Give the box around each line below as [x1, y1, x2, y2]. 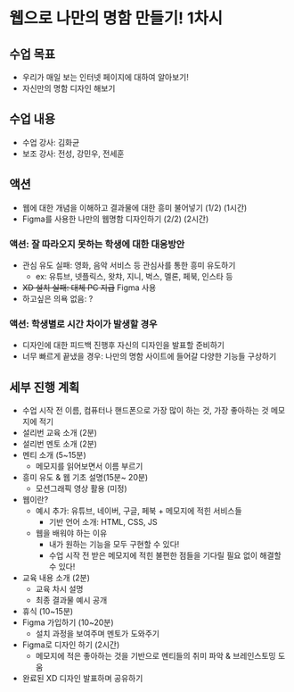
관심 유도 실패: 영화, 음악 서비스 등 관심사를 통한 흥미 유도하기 [21, 260, 236, 271]
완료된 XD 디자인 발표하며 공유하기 [21, 673, 143, 684]
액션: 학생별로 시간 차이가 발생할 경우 [9, 318, 158, 330]
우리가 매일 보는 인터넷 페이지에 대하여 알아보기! [21, 72, 189, 82]
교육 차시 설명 [35, 584, 84, 595]
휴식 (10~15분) [21, 606, 74, 617]
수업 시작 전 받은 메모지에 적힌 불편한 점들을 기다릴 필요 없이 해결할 [48, 550, 282, 561]
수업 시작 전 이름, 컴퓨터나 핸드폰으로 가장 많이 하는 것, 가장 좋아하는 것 [21, 405, 269, 416]
